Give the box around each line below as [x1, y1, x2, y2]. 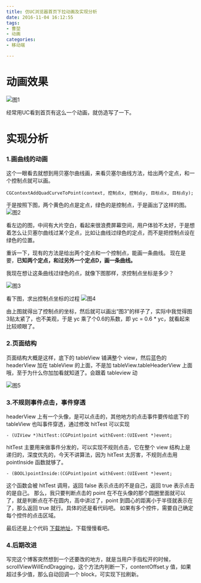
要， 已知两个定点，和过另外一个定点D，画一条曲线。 [6, 257, 136, 264]
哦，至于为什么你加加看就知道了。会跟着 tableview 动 [6, 369, 138, 376]
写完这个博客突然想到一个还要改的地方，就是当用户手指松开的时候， [6, 555, 174, 563]
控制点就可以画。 [11, 177, 54, 185]
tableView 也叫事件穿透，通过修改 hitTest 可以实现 [6, 420, 130, 427]
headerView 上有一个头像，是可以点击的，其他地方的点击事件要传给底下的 [6, 413, 190, 420]
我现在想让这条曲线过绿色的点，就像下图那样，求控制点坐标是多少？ [6, 270, 174, 277]
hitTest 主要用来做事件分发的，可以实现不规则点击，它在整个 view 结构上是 [6, 443, 191, 451]
